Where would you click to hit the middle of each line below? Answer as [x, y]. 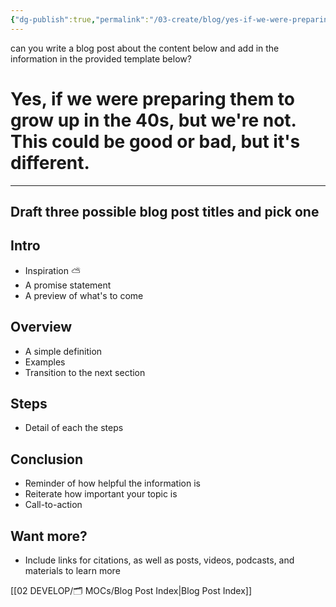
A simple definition [63, 351]
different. [50, 162]
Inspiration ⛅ [52, 270]
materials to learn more [72, 571]
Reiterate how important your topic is [101, 494]
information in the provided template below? [101, 58]
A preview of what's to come [84, 295]
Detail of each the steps [74, 428]
